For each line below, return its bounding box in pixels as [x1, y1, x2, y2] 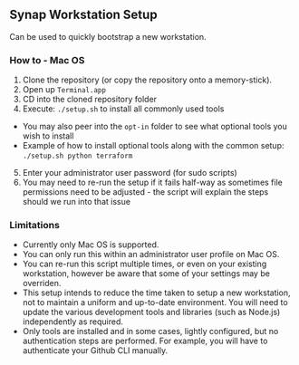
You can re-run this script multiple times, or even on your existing [22, 258, 267, 270]
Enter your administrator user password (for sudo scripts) [22, 168, 237, 178]
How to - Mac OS [9, 53, 85, 66]
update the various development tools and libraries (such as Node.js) [22, 307, 281, 318]
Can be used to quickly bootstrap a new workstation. [9, 31, 207, 42]
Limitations [9, 219, 61, 232]
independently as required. [22, 316, 124, 327]
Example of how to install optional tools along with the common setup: [22, 140, 285, 151]
